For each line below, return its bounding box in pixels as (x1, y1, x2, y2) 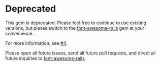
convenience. (5, 30, 34, 36)
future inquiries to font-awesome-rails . (5, 55, 86, 61)
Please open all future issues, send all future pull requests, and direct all (5, 50, 156, 56)
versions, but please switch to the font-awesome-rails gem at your (5, 25, 145, 31)
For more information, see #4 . (5, 40, 68, 46)
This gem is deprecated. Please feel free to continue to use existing (5, 20, 146, 26)
